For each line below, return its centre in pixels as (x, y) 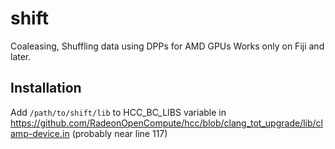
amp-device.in (40, 133)
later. (21, 56)
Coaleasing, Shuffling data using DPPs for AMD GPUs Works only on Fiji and (167, 46)
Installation (46, 88)
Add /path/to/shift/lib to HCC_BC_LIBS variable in (118, 112)
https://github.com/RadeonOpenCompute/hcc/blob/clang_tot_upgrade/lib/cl (166, 123)
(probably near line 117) (119, 133)
